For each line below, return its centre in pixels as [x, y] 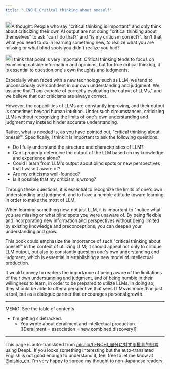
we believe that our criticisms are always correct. [56, 96]
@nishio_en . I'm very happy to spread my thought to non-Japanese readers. [85, 361]
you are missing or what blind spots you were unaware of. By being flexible [83, 215]
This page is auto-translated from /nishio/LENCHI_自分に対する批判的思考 [82, 344]
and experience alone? [36, 158]
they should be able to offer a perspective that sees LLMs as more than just [84, 288]
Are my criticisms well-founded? [46, 174]
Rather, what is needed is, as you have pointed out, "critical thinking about [83, 132]
